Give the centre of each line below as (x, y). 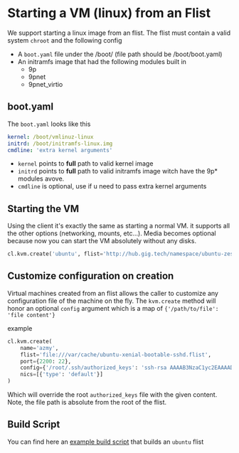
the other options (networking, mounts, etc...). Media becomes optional (112, 233)
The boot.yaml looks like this (49, 124)
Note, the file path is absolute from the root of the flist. (87, 402)
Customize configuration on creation (91, 276)
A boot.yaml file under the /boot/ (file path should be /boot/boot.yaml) (120, 54)
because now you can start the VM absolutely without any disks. (102, 241)
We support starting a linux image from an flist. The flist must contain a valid (119, 33)
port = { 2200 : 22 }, (46, 361)
